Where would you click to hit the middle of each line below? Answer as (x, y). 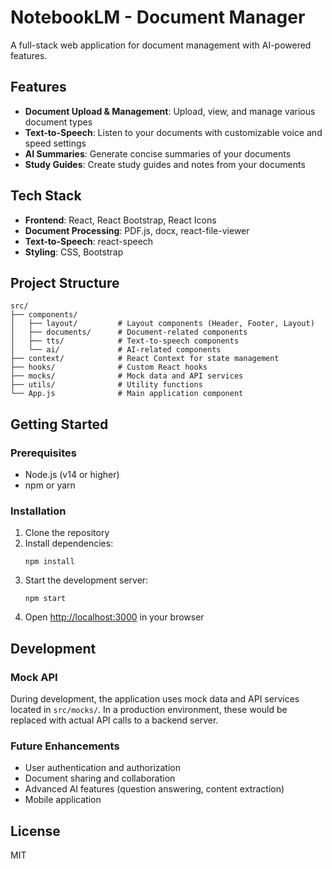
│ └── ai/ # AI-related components (116, 350)
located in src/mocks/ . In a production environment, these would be (149, 710)
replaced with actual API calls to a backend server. (114, 720)
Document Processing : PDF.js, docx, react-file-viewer (137, 230)
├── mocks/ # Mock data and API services (127, 376)
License (35, 831)
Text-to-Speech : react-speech (89, 241)
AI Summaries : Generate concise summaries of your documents (158, 153)
